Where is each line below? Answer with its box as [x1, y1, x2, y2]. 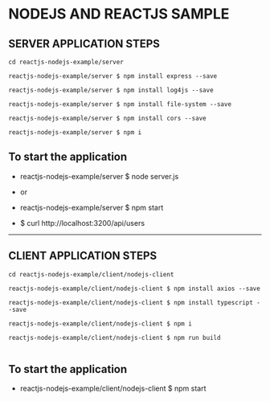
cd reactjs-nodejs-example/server [8, 58, 125, 66]
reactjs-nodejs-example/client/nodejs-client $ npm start [19, 383, 207, 394]
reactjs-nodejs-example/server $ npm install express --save [8, 72, 218, 80]
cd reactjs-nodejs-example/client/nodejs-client [8, 270, 174, 278]
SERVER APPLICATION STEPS [8, 37, 161, 51]
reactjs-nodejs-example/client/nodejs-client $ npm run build [8, 333, 221, 342]
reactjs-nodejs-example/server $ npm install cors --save [8, 114, 207, 122]
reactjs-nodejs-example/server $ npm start [19, 203, 164, 212]
